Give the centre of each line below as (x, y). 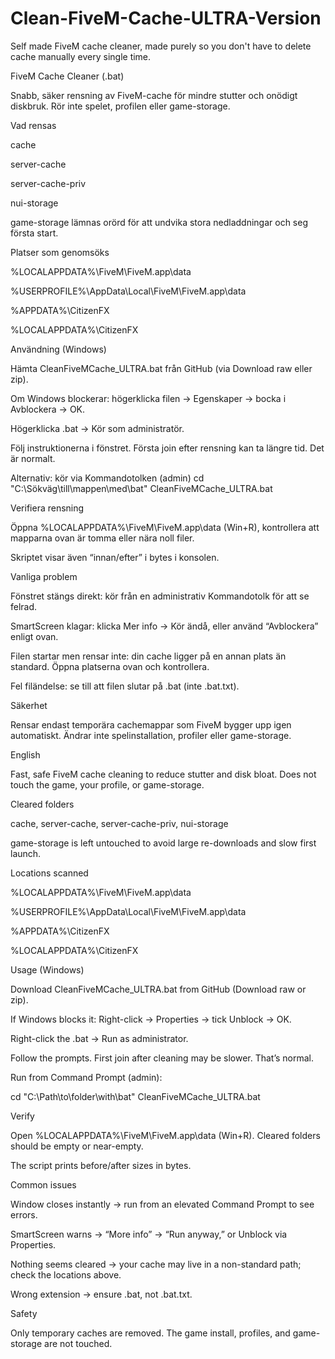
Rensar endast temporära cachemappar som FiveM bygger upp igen (151, 724)
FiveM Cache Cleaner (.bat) (67, 76)
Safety (24, 1313)
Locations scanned (49, 873)
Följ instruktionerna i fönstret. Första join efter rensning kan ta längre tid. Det (167, 448)
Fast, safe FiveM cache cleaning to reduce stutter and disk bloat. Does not (163, 774)
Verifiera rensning (47, 508)
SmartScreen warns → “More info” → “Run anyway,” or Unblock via (149, 1234)
